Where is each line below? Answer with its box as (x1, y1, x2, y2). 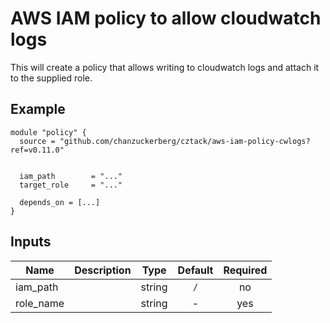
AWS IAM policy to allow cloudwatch (10, 7, 322, 30)
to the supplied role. (10, 72, 93, 84)
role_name (15, 296, 65, 310)
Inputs (10, 233, 52, 251)
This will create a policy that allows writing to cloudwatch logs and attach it (10, 61, 320, 73)
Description (74, 263, 132, 277)
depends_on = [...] (19, 197, 101, 207)
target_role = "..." (19, 180, 123, 190)
